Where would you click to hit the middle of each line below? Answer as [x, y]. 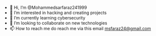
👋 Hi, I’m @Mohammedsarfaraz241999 [48, 8]
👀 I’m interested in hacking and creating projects [58, 13]
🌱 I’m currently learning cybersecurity [47, 18]
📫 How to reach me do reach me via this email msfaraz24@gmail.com [80, 28]
